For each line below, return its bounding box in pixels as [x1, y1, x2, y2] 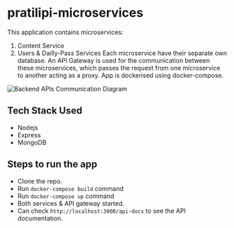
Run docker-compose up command [17, 192, 115, 200]
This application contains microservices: [7, 28, 124, 36]
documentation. [17, 214, 63, 222]
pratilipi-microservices [7, 5, 144, 21]
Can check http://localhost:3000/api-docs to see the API [17, 206, 187, 215]
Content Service [17, 41, 65, 50]
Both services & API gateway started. [17, 199, 124, 207]
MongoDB [17, 138, 47, 146]
